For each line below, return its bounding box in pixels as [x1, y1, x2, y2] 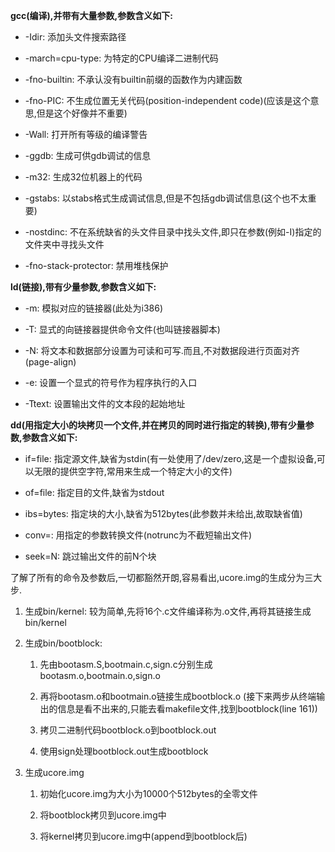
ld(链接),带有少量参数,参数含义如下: [10, 281, 157, 293]
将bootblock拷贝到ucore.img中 [39, 809, 167, 821]
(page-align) [24, 356, 77, 368]
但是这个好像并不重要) [36, 107, 128, 119]
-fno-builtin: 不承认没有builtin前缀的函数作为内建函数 [24, 74, 243, 85]
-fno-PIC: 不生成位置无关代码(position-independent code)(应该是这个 [24, 95, 311, 106]
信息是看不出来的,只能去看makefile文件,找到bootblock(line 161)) [57, 703, 318, 714]
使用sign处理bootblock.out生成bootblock [39, 745, 209, 757]
